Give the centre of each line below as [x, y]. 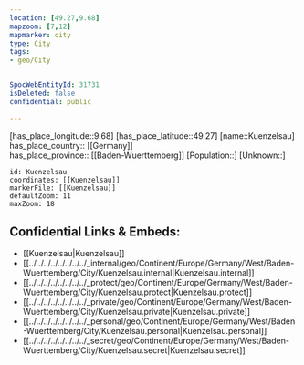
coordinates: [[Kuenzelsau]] [65, 180]
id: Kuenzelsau [38, 172]
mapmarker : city [40, 35]
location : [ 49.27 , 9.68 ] [55, 18]
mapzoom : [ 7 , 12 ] [40, 26]
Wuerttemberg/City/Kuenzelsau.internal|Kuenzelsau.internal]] [138, 273]
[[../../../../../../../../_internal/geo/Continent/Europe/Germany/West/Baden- [158, 263]
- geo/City [30, 60]
